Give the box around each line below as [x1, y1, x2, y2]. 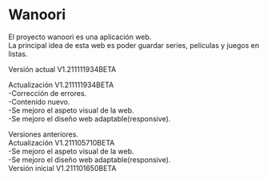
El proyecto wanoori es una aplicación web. [8, 32, 152, 42]
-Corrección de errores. [8, 88, 87, 97]
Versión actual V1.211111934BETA [8, 64, 117, 74]
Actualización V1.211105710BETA [8, 137, 115, 147]
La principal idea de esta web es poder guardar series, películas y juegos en [8, 40, 260, 50]
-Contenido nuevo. [8, 97, 70, 106]
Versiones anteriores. [8, 129, 78, 139]
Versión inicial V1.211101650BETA [8, 163, 117, 173]
